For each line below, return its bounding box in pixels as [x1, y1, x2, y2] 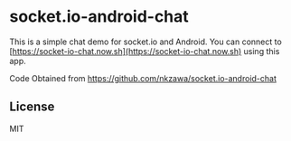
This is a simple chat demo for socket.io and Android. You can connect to [9, 36, 282, 47]
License [9, 99, 55, 115]
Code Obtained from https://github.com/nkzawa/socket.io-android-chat [9, 72, 277, 83]
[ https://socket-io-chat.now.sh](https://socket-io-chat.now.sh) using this [9, 45, 280, 56]
